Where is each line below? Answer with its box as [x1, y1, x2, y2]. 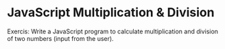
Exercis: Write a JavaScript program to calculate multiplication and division [7, 27, 218, 35]
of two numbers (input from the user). [7, 34, 115, 42]
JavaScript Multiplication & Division [7, 5, 215, 20]
